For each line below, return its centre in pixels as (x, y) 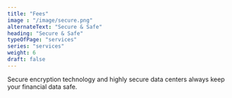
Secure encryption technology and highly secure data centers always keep (116, 79)
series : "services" (36, 46)
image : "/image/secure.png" (50, 20)
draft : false (26, 59)
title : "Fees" (28, 14)
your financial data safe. (42, 86)
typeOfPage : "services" (42, 40)
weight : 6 (22, 53)
